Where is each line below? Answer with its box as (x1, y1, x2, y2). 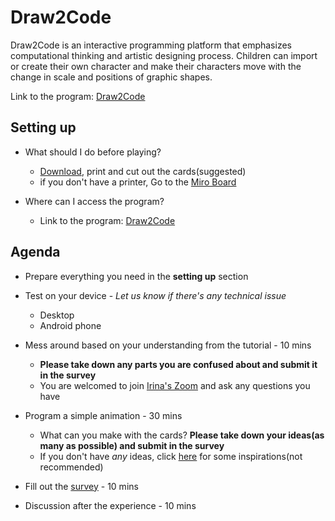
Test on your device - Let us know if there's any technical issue (24, 289, 287, 301)
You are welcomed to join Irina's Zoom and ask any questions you (39, 379, 311, 391)
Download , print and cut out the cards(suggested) (39, 165, 247, 177)
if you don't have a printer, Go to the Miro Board (39, 176, 237, 188)
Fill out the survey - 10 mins (24, 480, 139, 492)
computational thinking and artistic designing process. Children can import (10, 49, 318, 61)
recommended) (39, 461, 104, 473)
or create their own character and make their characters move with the (10, 60, 302, 72)
